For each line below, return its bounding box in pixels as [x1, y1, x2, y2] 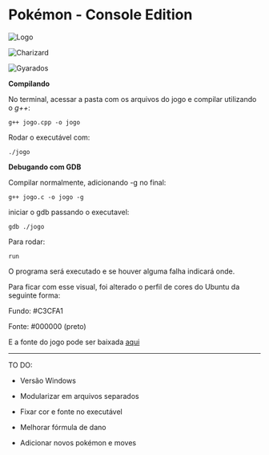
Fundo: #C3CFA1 [8, 306, 64, 315]
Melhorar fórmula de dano [19, 422, 106, 432]
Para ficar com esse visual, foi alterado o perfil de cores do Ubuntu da [8, 282, 240, 291]
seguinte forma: [8, 290, 61, 300]
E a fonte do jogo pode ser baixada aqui [8, 337, 140, 347]
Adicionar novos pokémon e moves [19, 437, 137, 447]
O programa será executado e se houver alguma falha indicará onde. [8, 266, 235, 276]
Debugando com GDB [8, 162, 82, 172]
